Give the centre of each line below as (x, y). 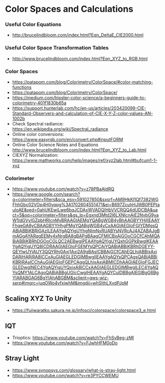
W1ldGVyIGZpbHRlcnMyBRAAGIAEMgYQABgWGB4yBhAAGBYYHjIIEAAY (86, 220)
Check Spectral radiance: (38, 124)
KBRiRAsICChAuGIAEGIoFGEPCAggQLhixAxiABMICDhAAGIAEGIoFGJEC (85, 262)
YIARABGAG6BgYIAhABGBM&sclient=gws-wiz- (60, 278)
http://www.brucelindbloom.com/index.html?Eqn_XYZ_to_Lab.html (79, 150)
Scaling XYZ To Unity (39, 298)
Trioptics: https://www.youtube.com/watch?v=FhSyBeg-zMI (73, 338)
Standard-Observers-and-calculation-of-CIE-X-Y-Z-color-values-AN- (82, 114)
